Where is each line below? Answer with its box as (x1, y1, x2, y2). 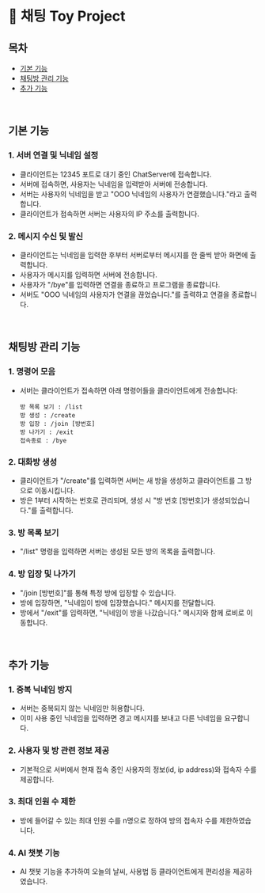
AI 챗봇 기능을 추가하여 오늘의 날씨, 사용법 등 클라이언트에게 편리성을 (19, 867, 232, 876)
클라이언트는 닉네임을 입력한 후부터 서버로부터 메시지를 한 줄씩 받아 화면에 (19, 250, 248, 260)
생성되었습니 (211, 496, 251, 505)
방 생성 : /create (19, 411, 76, 420)
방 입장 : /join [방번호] (19, 420, 96, 427)
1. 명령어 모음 (8, 366, 56, 377)
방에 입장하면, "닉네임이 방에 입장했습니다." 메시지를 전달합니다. (19, 598, 216, 607)
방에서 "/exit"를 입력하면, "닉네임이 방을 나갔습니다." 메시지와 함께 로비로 (19, 607, 245, 617)
